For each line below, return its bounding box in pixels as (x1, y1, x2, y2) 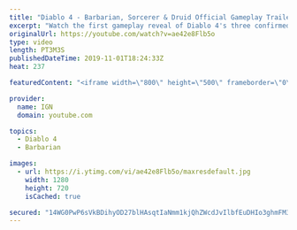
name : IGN (17, 103, 53, 111)
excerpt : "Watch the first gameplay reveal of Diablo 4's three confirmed (9, 21, 291, 30)
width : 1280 (25, 175, 69, 184)
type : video (9, 37, 53, 47)
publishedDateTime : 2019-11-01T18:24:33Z (9, 54, 164, 63)
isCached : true (25, 192, 81, 201)
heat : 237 (9, 63, 46, 72)
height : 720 (25, 183, 69, 193)
